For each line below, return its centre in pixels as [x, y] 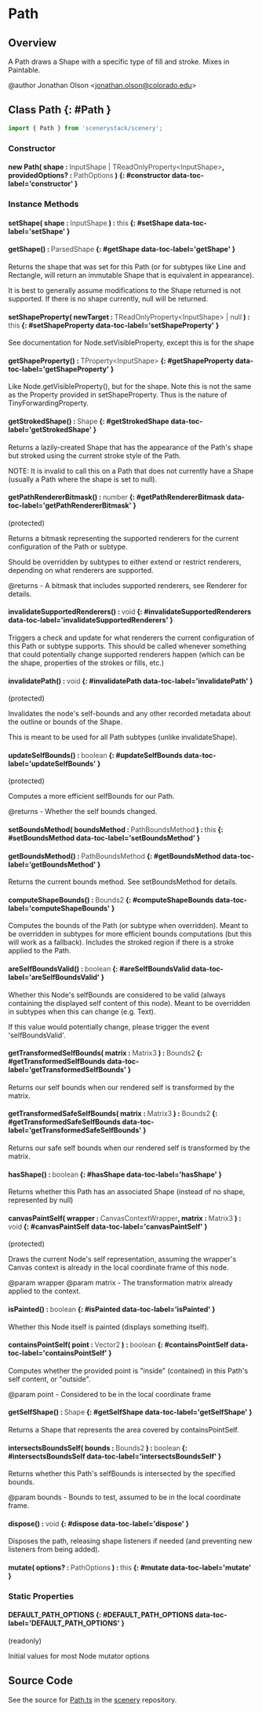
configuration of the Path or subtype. [68, 546]
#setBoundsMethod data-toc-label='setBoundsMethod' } [104, 838]
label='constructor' [41, 184]
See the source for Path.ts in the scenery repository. [93, 1699]
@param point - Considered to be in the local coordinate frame [110, 1394]
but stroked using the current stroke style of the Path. [95, 455]
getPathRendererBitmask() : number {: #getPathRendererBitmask [116, 497]
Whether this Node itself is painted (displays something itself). [109, 1326]
